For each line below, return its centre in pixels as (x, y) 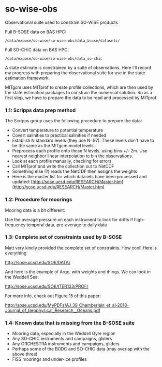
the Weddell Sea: (22, 277)
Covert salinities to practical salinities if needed (59, 135)
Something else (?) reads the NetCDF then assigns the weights (74, 171)
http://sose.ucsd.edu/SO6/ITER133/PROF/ (47, 286)
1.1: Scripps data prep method (40, 110)
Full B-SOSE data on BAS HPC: (36, 32)
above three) (25, 354)
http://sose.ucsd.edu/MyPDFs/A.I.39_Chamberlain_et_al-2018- (67, 305)
